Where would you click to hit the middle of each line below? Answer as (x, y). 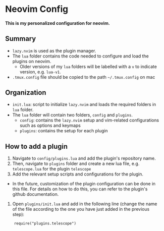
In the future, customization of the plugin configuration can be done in (84, 184)
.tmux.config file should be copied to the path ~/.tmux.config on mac (83, 77)
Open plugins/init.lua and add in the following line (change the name (85, 204)
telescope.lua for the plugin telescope (52, 169)
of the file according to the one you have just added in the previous (81, 209)
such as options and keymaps (50, 125)
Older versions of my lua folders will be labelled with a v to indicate (88, 66)
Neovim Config (37, 9)
